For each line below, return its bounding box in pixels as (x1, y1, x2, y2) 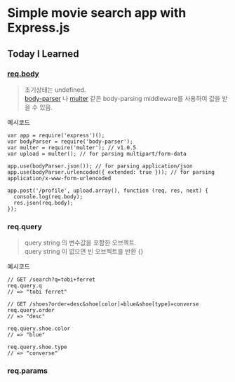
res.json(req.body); (13, 199, 74, 206)
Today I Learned (7, 48, 79, 60)
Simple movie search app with (7, 5, 187, 21)
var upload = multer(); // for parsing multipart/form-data (7, 150, 187, 157)
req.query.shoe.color (7, 325, 71, 332)
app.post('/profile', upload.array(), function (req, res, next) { (7, 187, 209, 194)
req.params (7, 366, 48, 376)
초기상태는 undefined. (24, 86, 86, 94)
